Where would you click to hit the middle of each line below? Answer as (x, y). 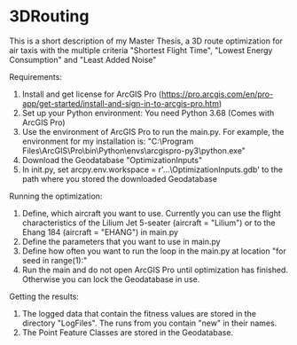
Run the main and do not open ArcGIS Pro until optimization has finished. (155, 270)
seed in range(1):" (55, 260)
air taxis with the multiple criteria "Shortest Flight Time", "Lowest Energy (141, 50)
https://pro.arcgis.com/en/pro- (217, 94)
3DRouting (49, 16)
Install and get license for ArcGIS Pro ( (92, 94)
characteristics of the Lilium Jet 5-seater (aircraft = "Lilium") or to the (149, 223)
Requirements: (35, 76)
